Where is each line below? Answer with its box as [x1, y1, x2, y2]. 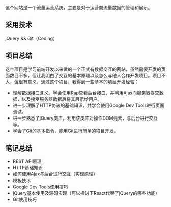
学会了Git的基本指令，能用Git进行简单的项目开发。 [12, 128, 119, 134]
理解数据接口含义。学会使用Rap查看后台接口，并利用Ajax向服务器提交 [12, 90, 159, 96]
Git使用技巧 [12, 196, 37, 202]
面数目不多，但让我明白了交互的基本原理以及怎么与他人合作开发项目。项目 [5, 72, 161, 78]
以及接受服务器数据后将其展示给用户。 [21, 96, 102, 102]
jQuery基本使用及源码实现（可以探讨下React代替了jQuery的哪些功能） [12, 190, 160, 196]
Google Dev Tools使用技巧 [12, 184, 68, 190]
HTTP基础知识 [12, 165, 43, 171]
